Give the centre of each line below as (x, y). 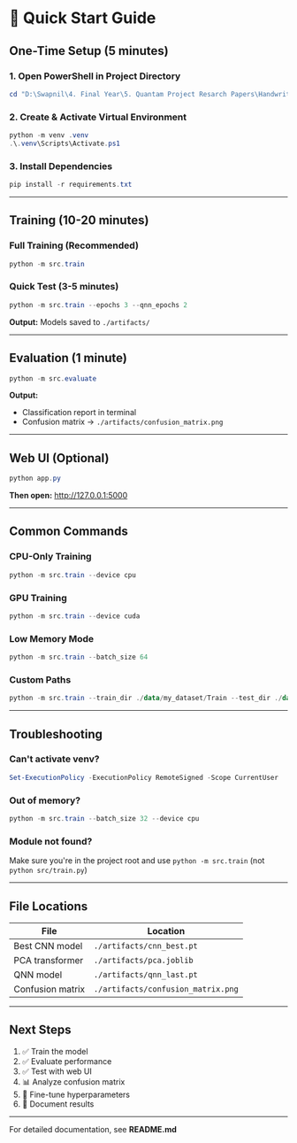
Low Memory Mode (52, 638)
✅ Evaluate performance (67, 1061)
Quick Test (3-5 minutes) (64, 287)
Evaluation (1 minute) (69, 358)
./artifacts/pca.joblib (143, 960)
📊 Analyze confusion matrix (73, 1081)
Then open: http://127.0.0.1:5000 (69, 496)
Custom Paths (40, 679)
